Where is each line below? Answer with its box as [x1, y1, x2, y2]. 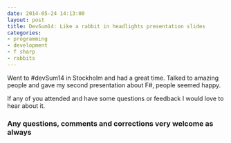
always [7, 127, 33, 137]
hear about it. [7, 101, 46, 110]
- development [7, 42, 48, 49]
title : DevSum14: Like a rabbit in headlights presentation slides [7, 23, 206, 30]
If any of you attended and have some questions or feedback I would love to [7, 94, 224, 102]
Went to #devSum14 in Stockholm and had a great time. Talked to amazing [7, 74, 219, 82]
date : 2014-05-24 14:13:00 [7, 10, 85, 17]
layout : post [7, 16, 45, 23]
